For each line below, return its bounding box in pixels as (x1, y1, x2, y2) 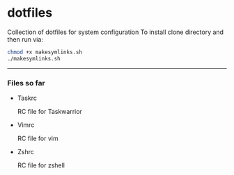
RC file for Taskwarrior (17, 107, 82, 115)
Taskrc (17, 94, 37, 102)
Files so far (7, 78, 45, 87)
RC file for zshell (17, 161, 65, 169)
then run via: (7, 35, 44, 43)
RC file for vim (17, 134, 58, 142)
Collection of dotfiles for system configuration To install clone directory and (7, 28, 224, 36)
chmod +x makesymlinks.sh (7, 49, 82, 56)
